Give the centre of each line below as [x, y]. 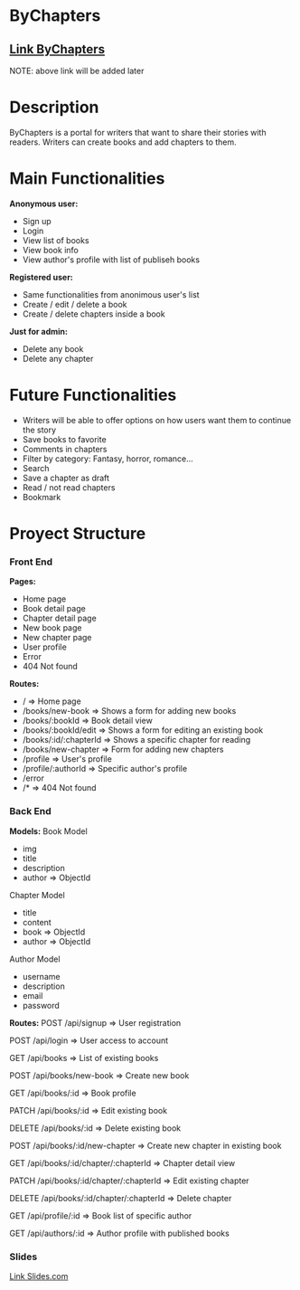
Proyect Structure [78, 534]
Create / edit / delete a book [75, 304]
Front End [31, 562]
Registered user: [42, 277]
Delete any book [53, 348]
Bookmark [42, 497]
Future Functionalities [93, 395]
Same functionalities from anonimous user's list [111, 294]
